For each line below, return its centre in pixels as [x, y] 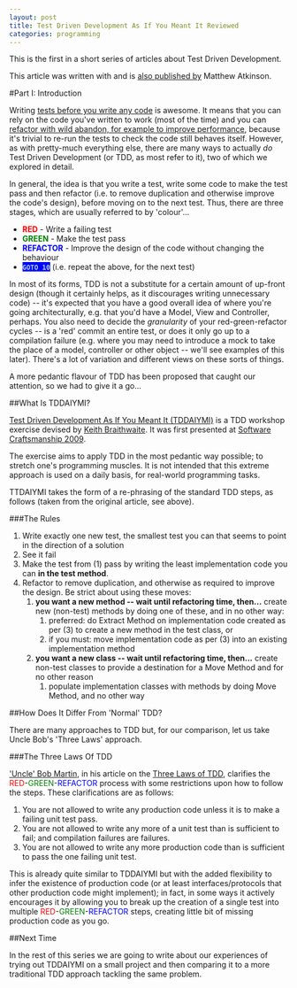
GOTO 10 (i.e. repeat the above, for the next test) [108, 267]
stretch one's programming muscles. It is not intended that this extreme [139, 466]
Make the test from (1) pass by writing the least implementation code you [155, 564]
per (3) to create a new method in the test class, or [141, 630]
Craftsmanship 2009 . [48, 439]
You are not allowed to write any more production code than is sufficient [153, 847]
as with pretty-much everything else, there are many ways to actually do [141, 148]
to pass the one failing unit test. [79, 857]
